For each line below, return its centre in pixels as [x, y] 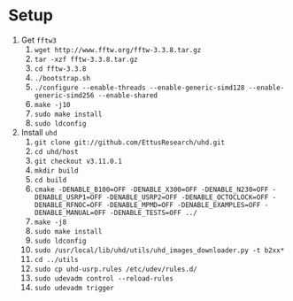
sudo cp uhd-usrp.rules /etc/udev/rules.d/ [116, 269]
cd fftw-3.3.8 [60, 69]
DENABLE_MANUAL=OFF [70, 212]
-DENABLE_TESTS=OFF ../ [154, 212]
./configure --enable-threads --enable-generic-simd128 [139, 88]
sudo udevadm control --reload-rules [104, 278]
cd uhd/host [56, 151]
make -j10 [53, 104]
